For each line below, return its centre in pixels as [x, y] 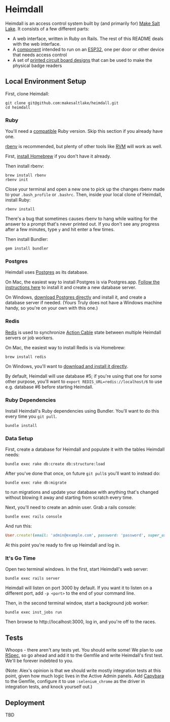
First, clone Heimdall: [27, 94]
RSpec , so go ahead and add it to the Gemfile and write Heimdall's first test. [84, 656]
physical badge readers [37, 65]
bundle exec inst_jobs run [34, 612]
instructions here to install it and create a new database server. [71, 287]
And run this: [18, 526]
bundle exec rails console [34, 517]
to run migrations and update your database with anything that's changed [82, 492]
